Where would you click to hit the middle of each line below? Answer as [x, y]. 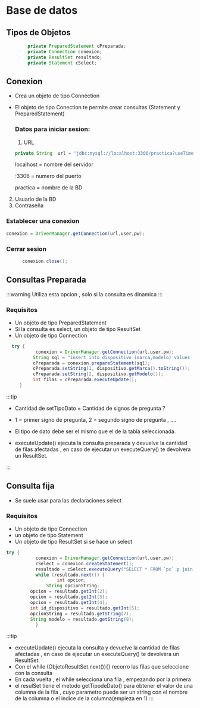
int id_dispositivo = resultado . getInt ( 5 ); [85, 608]
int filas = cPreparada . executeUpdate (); [85, 380]
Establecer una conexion [43, 221]
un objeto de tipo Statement [49, 535]
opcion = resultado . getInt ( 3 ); [69, 597]
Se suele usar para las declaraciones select [68, 500]
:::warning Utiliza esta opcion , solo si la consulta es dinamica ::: [85, 294]
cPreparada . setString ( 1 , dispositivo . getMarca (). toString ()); [111, 369]
